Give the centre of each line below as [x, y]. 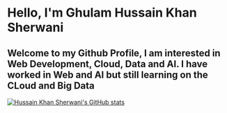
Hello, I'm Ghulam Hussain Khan [102, 13]
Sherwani [36, 27]
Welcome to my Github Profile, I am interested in [114, 53]
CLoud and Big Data [51, 86]
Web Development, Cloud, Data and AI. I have [108, 64]
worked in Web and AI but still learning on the [108, 75]
